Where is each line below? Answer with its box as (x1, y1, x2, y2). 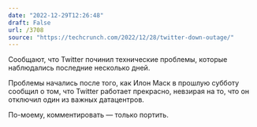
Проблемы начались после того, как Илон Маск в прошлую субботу (8, 78, 240, 88)
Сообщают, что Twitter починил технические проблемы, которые (8, 55, 228, 64)
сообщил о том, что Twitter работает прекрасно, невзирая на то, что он (8, 87, 250, 96)
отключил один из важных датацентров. (8, 95, 144, 104)
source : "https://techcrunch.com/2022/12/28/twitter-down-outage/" (8, 33, 235, 42)
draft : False (8, 19, 51, 27)
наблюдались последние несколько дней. (8, 63, 151, 73)
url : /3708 (8, 26, 44, 34)
